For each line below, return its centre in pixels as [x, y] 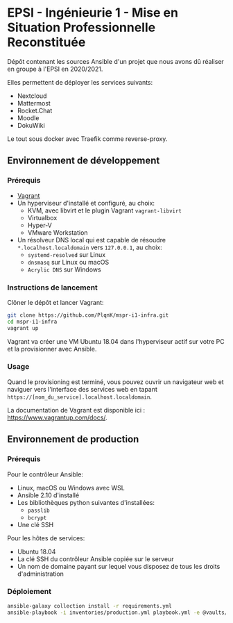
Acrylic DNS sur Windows [64, 269]
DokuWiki [31, 125]
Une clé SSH [35, 524]
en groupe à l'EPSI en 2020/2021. [55, 69]
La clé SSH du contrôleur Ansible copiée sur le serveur [95, 559]
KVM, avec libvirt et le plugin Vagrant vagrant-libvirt [105, 210]
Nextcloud [32, 96]
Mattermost [34, 103]
